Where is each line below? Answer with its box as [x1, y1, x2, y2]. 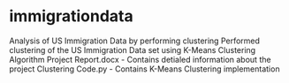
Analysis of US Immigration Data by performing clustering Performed [9, 35, 261, 46]
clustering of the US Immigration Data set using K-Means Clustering [9, 44, 256, 55]
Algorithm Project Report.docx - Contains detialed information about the [9, 54, 271, 64]
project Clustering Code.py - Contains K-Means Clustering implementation [9, 64, 280, 74]
